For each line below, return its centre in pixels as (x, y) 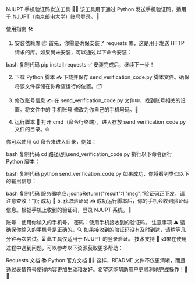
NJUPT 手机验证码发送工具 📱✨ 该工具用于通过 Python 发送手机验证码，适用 (96, 9)
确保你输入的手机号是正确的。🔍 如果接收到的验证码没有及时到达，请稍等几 (96, 230)
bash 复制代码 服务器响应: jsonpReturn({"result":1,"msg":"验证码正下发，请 (95, 193)
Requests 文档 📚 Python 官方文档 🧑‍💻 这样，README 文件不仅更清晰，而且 (96, 260)
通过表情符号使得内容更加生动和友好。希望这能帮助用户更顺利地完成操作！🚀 (97, 269)
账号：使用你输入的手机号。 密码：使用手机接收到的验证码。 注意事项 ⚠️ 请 (96, 222)
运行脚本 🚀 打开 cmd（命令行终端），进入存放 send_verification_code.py (100, 122)
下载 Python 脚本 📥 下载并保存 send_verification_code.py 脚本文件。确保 (102, 77)
